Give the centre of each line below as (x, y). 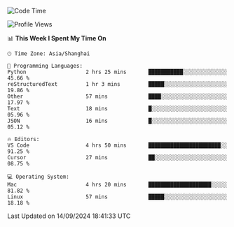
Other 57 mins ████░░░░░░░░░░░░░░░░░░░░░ (117, 96)
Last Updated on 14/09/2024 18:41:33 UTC (69, 216)
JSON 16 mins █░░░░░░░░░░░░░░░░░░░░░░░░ (117, 121)
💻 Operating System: (39, 177)
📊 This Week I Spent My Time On (57, 38)
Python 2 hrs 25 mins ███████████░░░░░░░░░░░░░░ (117, 72)
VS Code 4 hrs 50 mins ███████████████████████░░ (117, 145)
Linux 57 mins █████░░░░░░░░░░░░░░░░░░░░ (117, 197)
